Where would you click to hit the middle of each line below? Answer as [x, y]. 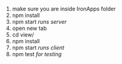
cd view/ [23, 35]
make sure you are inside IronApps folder [64, 9]
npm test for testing [37, 54]
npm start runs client [38, 48]
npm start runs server [39, 22]
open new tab [29, 28]
